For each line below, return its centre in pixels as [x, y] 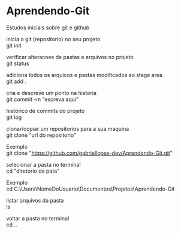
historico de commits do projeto [46, 111]
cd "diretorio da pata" [33, 171]
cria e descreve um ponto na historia [52, 93]
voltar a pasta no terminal [38, 218]
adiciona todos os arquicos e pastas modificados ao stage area [85, 75]
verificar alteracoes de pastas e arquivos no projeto [70, 57]
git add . [16, 81]
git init [14, 45]
